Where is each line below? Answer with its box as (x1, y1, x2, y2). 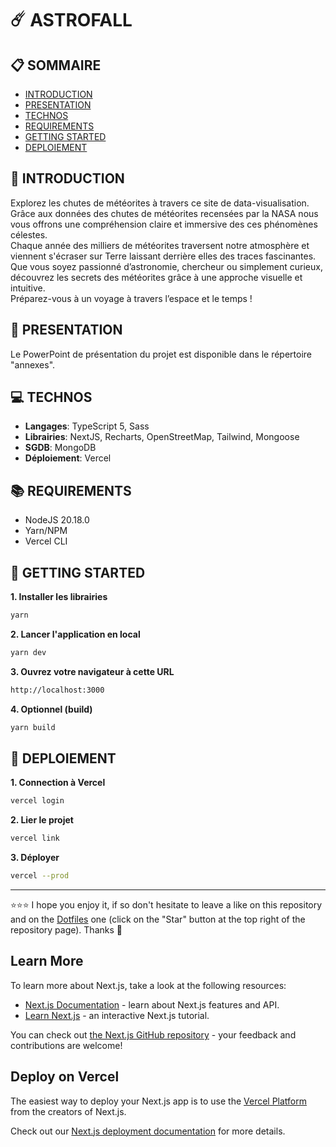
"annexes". (10, 358, 56, 371)
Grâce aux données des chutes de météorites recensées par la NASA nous (10, 207, 319, 219)
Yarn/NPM (24, 525, 68, 537)
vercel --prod (10, 871, 70, 881)
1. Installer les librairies (10, 591, 108, 603)
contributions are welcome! (10, 1039, 123, 1051)
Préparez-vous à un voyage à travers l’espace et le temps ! (10, 292, 253, 304)
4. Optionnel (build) (10, 703, 93, 715)
